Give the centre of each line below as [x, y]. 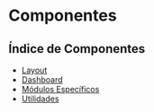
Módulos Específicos [60, 89]
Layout [34, 70]
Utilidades [40, 99]
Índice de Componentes [77, 49]
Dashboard [42, 80]
